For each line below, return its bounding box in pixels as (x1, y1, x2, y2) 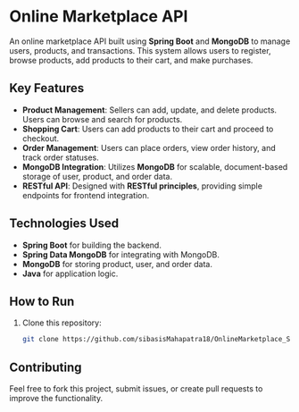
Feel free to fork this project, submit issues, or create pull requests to (9, 383, 263, 394)
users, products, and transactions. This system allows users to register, (9, 45, 271, 55)
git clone (21, 335, 60, 344)
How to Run (9, 293, 75, 309)
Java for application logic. (21, 268, 119, 279)
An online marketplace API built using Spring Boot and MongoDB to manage (9, 36, 291, 46)
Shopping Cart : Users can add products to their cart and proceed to (21, 123, 274, 134)
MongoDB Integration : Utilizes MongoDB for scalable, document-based (21, 161, 288, 172)
